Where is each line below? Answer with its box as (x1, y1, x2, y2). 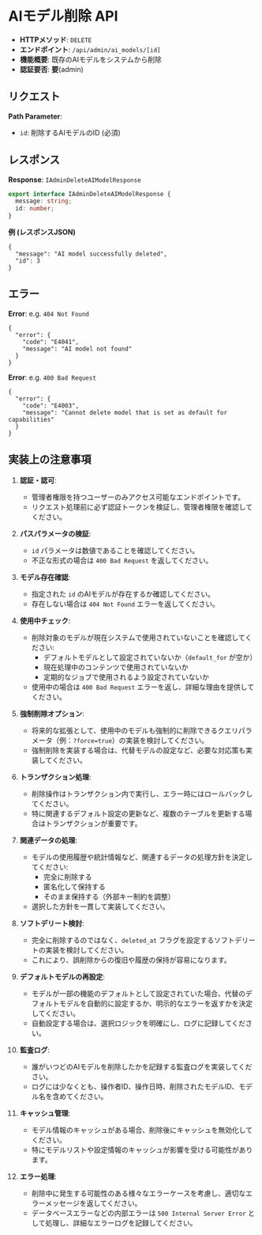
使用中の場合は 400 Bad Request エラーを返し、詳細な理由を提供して (31, 682, 255, 691)
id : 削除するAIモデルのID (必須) (19, 127, 121, 137)
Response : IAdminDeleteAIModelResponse (8, 175, 141, 184)
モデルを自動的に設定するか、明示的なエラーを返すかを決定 (58, 998, 253, 1008)
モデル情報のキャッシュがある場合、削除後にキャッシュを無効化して (31, 1125, 253, 1135)
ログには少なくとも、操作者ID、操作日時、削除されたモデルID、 (31, 1082, 239, 1091)
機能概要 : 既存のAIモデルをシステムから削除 (19, 55, 162, 64)
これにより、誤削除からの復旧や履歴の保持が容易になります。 (31, 955, 231, 964)
